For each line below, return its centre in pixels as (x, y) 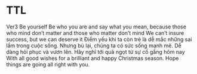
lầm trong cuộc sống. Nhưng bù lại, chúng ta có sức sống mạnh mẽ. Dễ (94, 46)
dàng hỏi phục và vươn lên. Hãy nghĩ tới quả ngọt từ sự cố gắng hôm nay (96, 52)
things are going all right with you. (48, 64)
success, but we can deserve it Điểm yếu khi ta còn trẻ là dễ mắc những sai (99, 39)
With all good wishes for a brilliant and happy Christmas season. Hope (93, 58)
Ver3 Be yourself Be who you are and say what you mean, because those (96, 27)
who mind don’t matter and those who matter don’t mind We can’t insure (95, 33)
